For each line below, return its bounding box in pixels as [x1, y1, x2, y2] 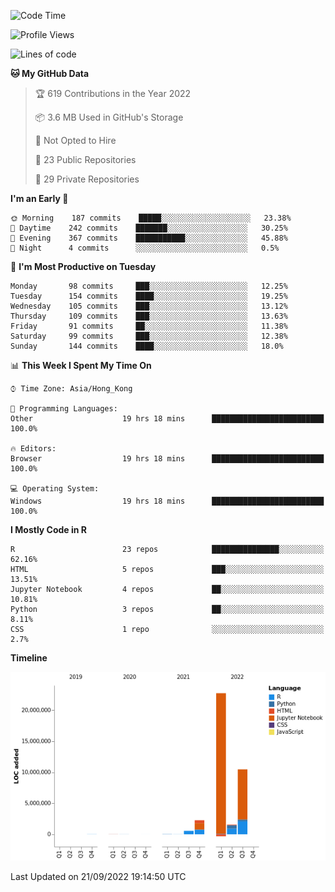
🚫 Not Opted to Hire [34, 135, 117, 146]
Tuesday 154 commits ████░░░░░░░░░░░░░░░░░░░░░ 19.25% [10, 291, 288, 301]
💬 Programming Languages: [10, 404, 118, 414]
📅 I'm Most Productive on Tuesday [10, 261, 157, 272]
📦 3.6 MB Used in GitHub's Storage [34, 111, 184, 123]
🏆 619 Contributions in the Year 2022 [34, 88, 192, 99]
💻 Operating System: [10, 484, 100, 494]
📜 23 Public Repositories [34, 154, 137, 165]
